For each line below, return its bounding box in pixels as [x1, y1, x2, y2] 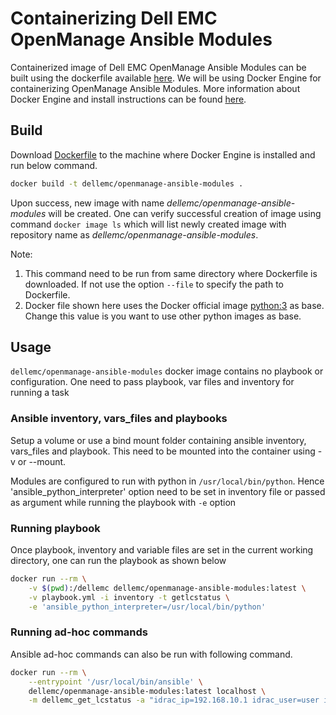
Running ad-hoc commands [10, 625, 148, 639]
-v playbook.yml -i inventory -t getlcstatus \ [28, 592, 230, 602]
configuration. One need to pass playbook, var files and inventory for [10, 376, 295, 388]
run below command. [10, 159, 98, 171]
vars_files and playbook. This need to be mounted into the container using [10, 445, 316, 457]
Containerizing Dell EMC [10, 7, 218, 30]
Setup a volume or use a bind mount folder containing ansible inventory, [10, 434, 307, 446]
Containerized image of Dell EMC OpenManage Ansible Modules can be [10, 61, 307, 73]
